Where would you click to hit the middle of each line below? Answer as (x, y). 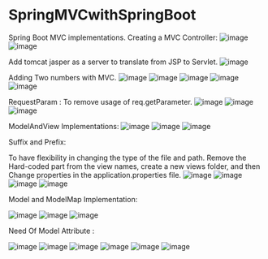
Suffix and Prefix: (37, 142)
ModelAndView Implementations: (64, 126)
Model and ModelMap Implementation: (73, 199)
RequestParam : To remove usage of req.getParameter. (100, 101)
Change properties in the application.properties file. (95, 175)
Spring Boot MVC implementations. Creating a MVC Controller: (113, 37)
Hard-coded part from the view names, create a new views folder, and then (134, 166)
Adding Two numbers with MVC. (63, 77)
